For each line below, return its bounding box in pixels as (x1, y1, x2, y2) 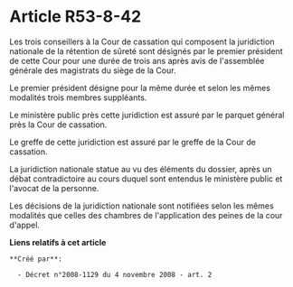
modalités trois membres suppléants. (9, 92, 147, 103)
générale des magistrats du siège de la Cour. (9, 65, 176, 76)
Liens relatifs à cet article (9, 236, 107, 247)
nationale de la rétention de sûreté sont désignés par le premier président (9, 45, 283, 56)
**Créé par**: (9, 255, 63, 264)
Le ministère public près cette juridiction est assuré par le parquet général (9, 109, 285, 120)
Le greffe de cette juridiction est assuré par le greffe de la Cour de (9, 136, 256, 147)
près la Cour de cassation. (9, 119, 108, 130)
